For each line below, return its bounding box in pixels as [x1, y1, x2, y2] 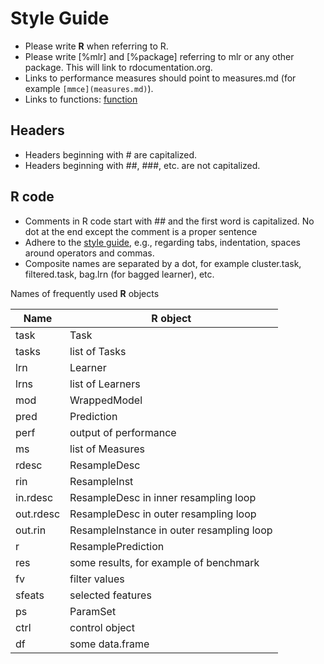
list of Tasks [69, 344, 127, 358]
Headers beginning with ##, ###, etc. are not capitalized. [24, 159, 261, 171]
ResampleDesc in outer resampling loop [69, 507, 257, 521]
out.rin [15, 523, 47, 537]
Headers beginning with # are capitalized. [24, 148, 198, 161]
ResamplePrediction [69, 539, 165, 553]
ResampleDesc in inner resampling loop [69, 490, 257, 504]
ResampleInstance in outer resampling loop [69, 523, 273, 537]
